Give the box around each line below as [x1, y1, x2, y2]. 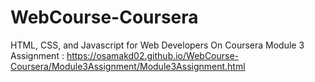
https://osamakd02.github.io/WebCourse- [66, 49, 240, 61]
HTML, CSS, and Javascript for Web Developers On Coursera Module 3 [10, 39, 305, 51]
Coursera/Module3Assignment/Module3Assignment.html [10, 60, 246, 72]
